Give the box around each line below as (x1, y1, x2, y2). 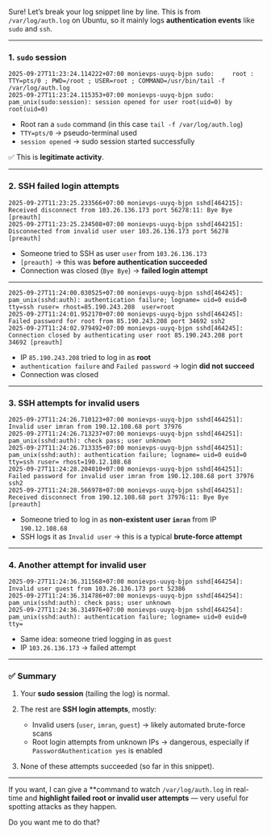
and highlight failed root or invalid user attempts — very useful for (24, 793, 248, 803)
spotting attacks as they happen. (8, 802, 118, 812)
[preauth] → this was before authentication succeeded (19, 257, 208, 266)
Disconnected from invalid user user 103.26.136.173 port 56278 (8, 227, 229, 235)
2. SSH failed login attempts (8, 181, 119, 192)
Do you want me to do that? (8, 817, 101, 827)
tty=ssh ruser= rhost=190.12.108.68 (8, 458, 131, 466)
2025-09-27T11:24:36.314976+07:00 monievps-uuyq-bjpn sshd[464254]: (8, 606, 244, 615)
